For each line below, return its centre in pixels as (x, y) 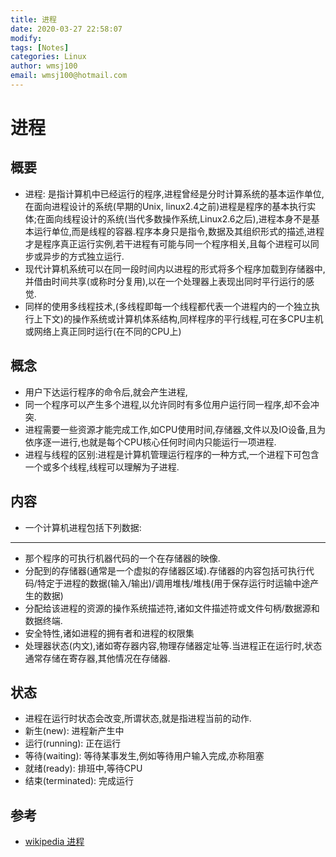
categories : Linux (48, 57)
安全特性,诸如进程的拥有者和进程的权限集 (109, 633)
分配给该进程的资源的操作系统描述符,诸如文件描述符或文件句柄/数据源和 (172, 608)
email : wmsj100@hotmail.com (69, 76)
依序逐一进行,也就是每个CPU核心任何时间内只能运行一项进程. (150, 442)
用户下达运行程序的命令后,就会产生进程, (106, 392)
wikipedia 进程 (54, 842)
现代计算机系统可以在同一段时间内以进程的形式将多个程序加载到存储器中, (175, 268)
